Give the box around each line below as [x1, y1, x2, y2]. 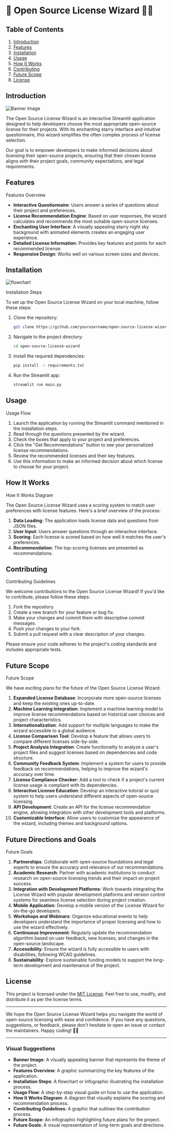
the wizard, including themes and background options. [13, 821, 128, 827]
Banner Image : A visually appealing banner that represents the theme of [13, 1057, 165, 1063]
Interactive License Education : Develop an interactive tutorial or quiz [13, 788, 160, 794]
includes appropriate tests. [6, 647, 62, 653]
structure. [13, 755, 34, 761]
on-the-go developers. [13, 908, 61, 914]
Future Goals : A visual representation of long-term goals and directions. [13, 1122, 165, 1128]
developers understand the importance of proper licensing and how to [13, 919, 161, 925]
